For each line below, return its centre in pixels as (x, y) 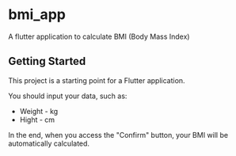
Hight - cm (37, 120)
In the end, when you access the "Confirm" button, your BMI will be (118, 135)
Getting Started (47, 61)
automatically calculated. (49, 143)
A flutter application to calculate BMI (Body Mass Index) (99, 36)
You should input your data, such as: (68, 96)
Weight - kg (39, 111)
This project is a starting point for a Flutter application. (97, 80)
